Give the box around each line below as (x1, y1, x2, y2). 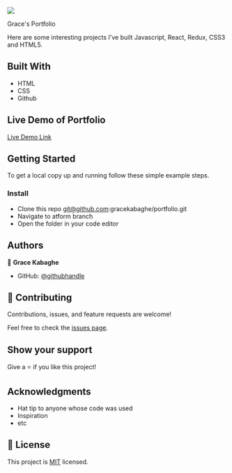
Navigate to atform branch (17, 212, 93, 220)
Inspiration (17, 411, 48, 419)
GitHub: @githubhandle (17, 272, 85, 280)
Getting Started (7, 153, 76, 165)
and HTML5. (7, 40, 43, 49)
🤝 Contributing (7, 291, 72, 303)
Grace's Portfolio (7, 20, 56, 28)
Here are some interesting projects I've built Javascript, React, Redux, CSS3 (7, 33, 226, 41)
